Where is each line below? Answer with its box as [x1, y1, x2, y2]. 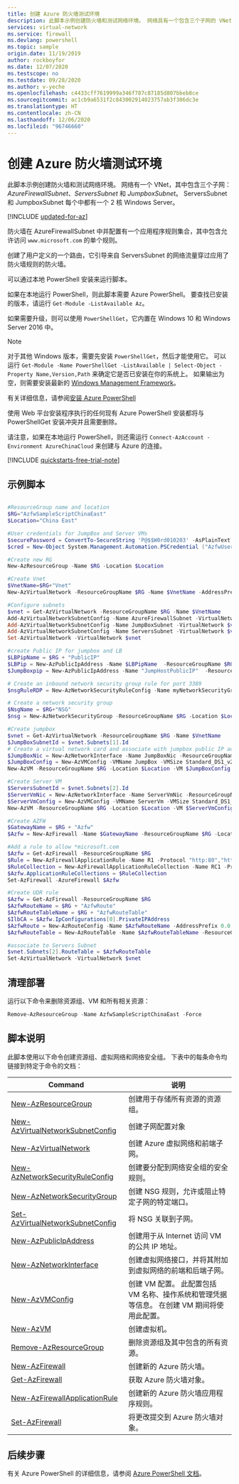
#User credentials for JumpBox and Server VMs [7, 530, 148, 537]
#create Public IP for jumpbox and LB [7, 648, 122, 655]
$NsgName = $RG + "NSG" [7, 706, 72, 713]
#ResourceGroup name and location [7, 504, 110, 511]
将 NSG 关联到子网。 [127, 1214, 198, 1224]
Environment [7, 443, 43, 450]
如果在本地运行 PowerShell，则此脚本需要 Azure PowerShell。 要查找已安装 [7, 290, 229, 299]
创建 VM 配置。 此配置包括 [127, 1279, 217, 1288]
